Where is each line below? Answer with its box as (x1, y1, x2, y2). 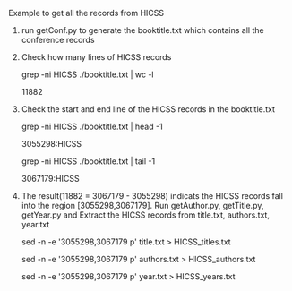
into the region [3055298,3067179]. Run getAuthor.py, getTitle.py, (21, 201, 264, 210)
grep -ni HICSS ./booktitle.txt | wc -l (21, 69, 154, 80)
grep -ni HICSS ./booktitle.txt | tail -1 (21, 156, 156, 167)
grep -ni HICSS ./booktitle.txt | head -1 (21, 121, 163, 132)
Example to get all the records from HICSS (8, 8, 165, 18)
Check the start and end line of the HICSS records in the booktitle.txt (21, 104, 275, 115)
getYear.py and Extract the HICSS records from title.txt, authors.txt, (21, 210, 271, 220)
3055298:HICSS (21, 139, 82, 149)
